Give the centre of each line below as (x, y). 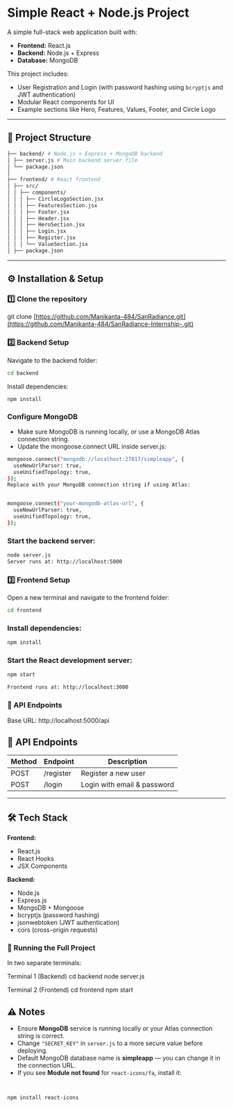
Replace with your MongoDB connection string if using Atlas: (99, 485)
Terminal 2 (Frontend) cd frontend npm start (70, 990)
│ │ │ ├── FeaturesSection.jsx (52, 205)
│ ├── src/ (23, 186)
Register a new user (113, 773)
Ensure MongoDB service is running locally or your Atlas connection (115, 1028)
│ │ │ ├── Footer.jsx (38, 212)
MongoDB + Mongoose (51, 908)
